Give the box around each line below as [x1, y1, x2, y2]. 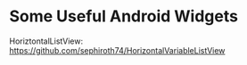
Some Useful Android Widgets [9, 6, 239, 27]
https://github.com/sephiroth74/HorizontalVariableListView [9, 45, 226, 55]
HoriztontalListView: [9, 36, 83, 46]
